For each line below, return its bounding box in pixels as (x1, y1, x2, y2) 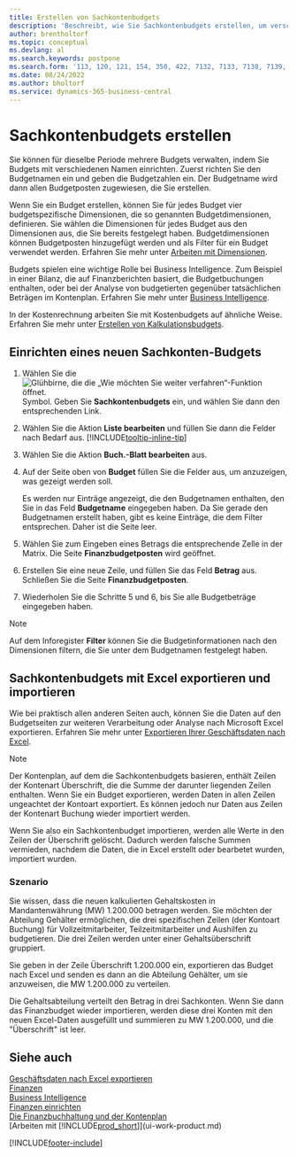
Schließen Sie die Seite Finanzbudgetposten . (21, 575, 189, 586)
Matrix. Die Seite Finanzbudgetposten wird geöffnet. (21, 548, 217, 559)
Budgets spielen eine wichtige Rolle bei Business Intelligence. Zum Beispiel (9, 264, 283, 275)
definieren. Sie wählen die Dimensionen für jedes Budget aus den (9, 219, 247, 229)
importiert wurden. (9, 854, 78, 865)
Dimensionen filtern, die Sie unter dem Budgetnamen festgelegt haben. (9, 645, 268, 656)
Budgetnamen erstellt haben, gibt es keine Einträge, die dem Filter (21, 512, 263, 523)
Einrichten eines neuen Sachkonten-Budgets (9, 345, 263, 360)
